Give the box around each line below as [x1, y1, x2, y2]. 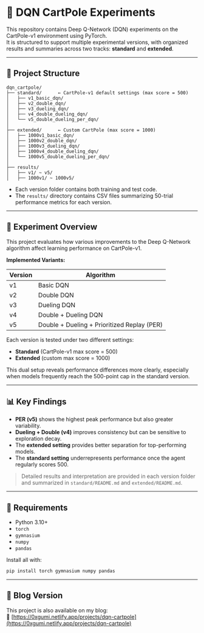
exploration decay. [15, 435, 62, 443]
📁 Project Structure [6, 68, 80, 78]
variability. [15, 422, 41, 429]
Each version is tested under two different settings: [6, 336, 134, 343]
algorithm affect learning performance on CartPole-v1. [6, 244, 142, 252]
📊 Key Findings [6, 396, 67, 407]
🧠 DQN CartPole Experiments [6, 5, 156, 19]
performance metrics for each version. [15, 198, 112, 206]
